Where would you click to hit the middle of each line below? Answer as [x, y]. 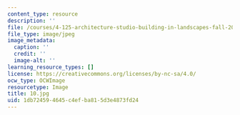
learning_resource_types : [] [51, 67]
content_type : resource [43, 14]
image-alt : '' [35, 61]
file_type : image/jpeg [41, 34]
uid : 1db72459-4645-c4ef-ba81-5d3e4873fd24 [73, 101]
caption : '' [32, 47]
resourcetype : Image [38, 87]
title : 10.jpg [29, 94]
